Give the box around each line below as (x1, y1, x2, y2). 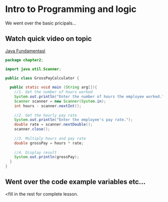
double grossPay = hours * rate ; (14, 140, 84, 145)
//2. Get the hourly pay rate (14, 112, 77, 118)
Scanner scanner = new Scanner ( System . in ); (14, 98, 106, 103)
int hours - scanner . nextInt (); (14, 103, 81, 108)
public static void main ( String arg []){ (9, 85, 97, 90)
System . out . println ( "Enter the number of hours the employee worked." (14, 94, 164, 99)
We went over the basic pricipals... (5, 20, 76, 26)
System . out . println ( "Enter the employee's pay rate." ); (14, 117, 133, 122)
